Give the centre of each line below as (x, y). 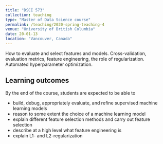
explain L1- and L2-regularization (48, 136)
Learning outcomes (37, 80)
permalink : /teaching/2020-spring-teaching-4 (55, 24)
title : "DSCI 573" (25, 10)
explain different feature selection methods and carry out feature (81, 119)
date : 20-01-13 (22, 34)
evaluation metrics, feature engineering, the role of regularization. (75, 59)
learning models (30, 108)
